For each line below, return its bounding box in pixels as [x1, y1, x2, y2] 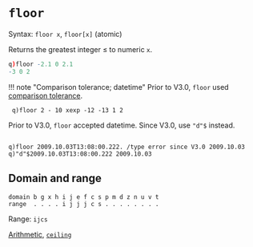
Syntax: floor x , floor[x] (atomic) [8, 29, 122, 38]
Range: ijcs [8, 214, 48, 224]
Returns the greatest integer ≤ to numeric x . [8, 44, 153, 54]
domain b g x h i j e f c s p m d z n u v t [8, 192, 159, 201]
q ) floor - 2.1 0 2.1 [8, 60, 74, 68]
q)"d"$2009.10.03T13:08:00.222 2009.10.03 [8, 150, 152, 158]
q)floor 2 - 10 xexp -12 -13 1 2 [11, 106, 124, 114]
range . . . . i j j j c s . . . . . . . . [8, 200, 159, 208]
